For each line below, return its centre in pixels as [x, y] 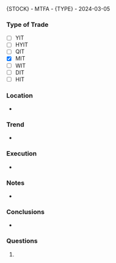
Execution [22, 154]
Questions [22, 241]
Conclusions [25, 212]
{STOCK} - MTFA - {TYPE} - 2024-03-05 [58, 9]
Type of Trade [27, 24]
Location [20, 95]
